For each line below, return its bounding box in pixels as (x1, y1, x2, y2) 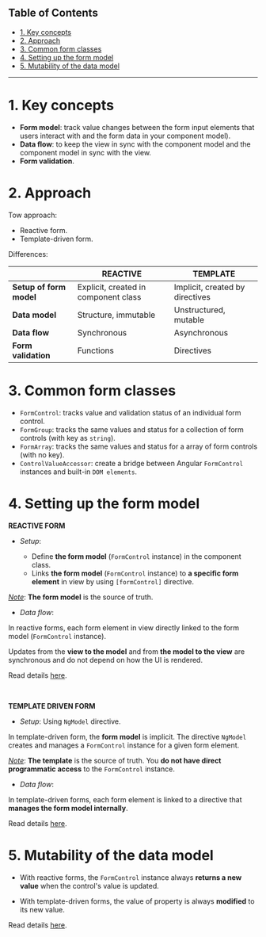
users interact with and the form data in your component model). (19, 131, 231, 140)
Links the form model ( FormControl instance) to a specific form (31, 568, 239, 578)
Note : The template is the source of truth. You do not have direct (8, 755, 222, 765)
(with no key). (19, 449, 65, 459)
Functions (77, 345, 115, 356)
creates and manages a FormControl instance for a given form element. (8, 740, 240, 750)
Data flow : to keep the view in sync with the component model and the (19, 139, 251, 149)
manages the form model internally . (8, 803, 128, 813)
